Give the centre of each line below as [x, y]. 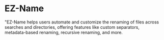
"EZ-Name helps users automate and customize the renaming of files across [82, 22]
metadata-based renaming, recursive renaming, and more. [64, 32]
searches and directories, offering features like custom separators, [72, 27]
